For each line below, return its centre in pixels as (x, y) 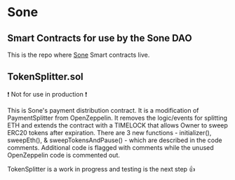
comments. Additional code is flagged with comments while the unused (110, 147)
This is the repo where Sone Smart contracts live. (79, 55)
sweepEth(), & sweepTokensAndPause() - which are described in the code (115, 140)
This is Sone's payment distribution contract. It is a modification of (103, 110)
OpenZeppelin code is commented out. (64, 155)
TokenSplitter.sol (45, 77)
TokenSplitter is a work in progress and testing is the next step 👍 (101, 169)
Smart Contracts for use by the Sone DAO (100, 38)
